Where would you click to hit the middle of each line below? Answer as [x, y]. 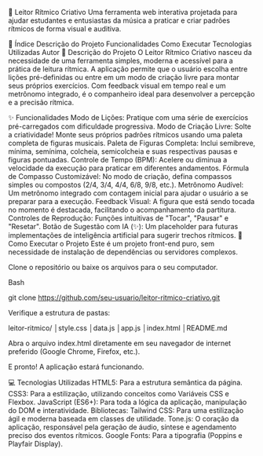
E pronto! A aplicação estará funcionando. [76, 367]
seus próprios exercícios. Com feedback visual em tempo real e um [117, 86]
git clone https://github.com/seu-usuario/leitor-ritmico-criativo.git [114, 297]
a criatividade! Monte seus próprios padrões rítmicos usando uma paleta [126, 135]
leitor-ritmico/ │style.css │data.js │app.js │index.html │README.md [118, 328]
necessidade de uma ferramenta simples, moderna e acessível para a [121, 60]
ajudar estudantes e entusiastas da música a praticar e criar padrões [119, 20]
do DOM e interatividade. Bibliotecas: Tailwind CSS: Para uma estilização [126, 410]
